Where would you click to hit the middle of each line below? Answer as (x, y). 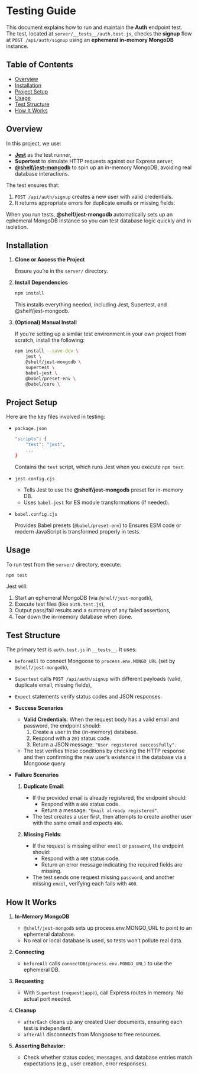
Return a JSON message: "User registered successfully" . (104, 745)
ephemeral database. (49, 934)
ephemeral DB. (42, 969)
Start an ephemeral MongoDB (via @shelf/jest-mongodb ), (84, 598)
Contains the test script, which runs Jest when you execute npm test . (100, 467)
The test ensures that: (33, 185)
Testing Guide (41, 11)
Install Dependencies (41, 283)
